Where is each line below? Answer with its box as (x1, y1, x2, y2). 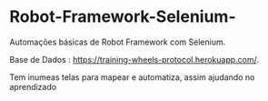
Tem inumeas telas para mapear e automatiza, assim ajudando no (9, 71, 255, 83)
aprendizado (9, 81, 57, 92)
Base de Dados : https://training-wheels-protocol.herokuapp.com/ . (9, 54, 260, 65)
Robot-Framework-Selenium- (9, 6, 236, 27)
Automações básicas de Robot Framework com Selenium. (9, 36, 226, 47)
